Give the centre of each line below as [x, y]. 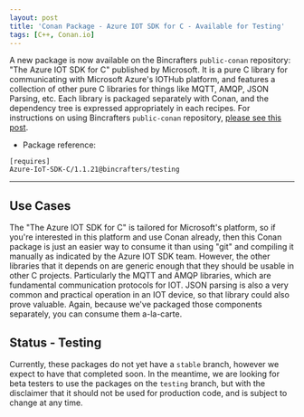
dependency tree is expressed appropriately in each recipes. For [130, 109]
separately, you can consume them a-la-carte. [96, 314]
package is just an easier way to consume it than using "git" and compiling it [152, 247]
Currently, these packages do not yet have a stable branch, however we [144, 364]
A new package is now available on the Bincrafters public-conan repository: [150, 61]
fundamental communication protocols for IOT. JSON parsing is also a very [149, 285]
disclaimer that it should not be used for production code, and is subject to [148, 393]
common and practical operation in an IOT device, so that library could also [149, 295]
